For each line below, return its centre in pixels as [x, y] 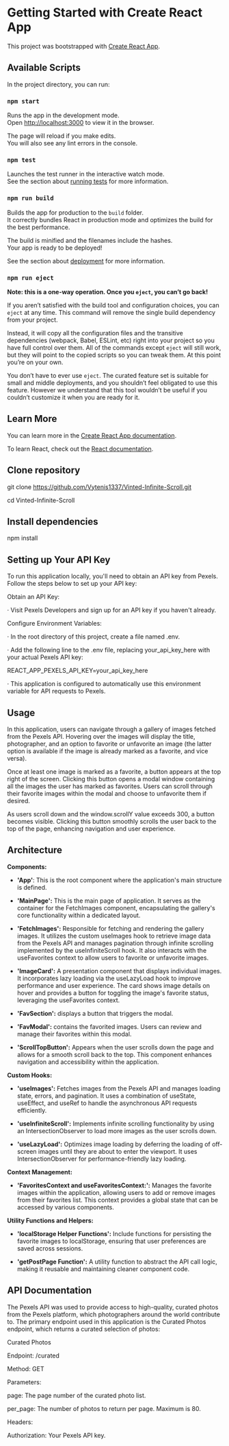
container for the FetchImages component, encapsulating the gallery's [116, 908]
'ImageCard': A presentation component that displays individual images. [119, 971]
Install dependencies [53, 522]
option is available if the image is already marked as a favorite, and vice [108, 751]
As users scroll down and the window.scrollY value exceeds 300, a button [111, 814]
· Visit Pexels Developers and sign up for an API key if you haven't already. [112, 610]
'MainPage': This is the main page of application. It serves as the [109, 901]
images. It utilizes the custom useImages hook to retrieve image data [114, 936]
